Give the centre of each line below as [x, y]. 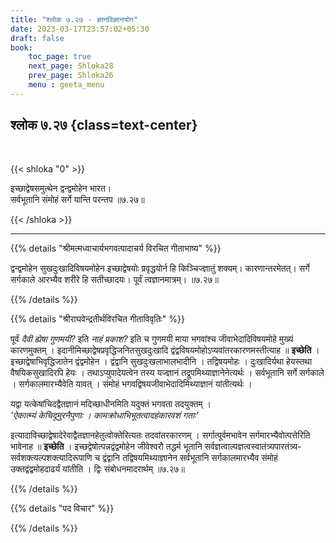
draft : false [37, 38]
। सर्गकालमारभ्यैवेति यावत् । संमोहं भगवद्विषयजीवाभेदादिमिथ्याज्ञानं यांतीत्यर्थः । [131, 383]
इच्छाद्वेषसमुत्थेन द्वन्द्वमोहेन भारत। [61, 188]
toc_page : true [60, 57]
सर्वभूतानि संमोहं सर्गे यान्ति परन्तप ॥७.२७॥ [77, 199]
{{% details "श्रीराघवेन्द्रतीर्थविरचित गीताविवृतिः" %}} [97, 318]
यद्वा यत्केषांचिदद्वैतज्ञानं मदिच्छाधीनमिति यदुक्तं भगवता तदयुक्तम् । [111, 403]
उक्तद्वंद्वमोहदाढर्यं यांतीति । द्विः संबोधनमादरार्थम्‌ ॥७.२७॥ [97, 468]
